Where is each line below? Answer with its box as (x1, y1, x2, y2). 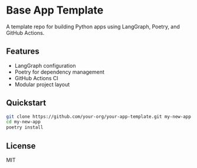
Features (6, 47, 40, 57)
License (6, 141, 36, 151)
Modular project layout (14, 81, 70, 88)
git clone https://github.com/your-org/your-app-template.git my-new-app (6, 113, 192, 120)
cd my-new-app (6, 119, 41, 125)
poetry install (6, 124, 44, 130)
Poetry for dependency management (14, 68, 105, 75)
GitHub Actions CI (14, 74, 59, 81)
